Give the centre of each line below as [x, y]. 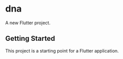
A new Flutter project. [28, 23]
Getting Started [30, 39]
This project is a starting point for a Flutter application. [62, 50]
